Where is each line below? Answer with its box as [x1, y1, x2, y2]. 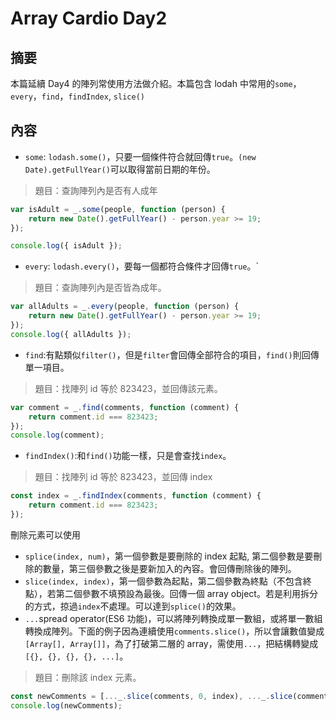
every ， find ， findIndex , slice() [10, 90, 145, 102]
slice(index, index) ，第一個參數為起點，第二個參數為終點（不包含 [24, 575, 303, 587]
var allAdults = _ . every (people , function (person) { [10, 302, 240, 312]
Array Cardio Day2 [10, 7, 168, 30]
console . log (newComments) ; [10, 700, 123, 711]
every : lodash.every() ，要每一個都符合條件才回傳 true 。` [24, 260, 259, 272]
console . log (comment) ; [10, 430, 105, 441]
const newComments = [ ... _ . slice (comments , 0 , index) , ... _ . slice [10, 691, 293, 701]
